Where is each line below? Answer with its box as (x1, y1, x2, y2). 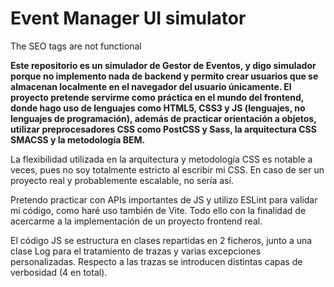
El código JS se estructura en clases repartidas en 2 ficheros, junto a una (10, 234, 313, 246)
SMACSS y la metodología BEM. (10, 133, 146, 146)
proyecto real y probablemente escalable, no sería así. (10, 174, 234, 186)
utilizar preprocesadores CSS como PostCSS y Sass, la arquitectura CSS (10, 123, 317, 135)
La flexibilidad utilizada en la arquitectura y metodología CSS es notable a (10, 153, 313, 165)
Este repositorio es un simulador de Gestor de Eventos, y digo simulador (10, 59, 317, 71)
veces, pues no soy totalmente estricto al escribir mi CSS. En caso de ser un (10, 163, 325, 176)
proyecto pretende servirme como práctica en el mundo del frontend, (10, 91, 305, 103)
